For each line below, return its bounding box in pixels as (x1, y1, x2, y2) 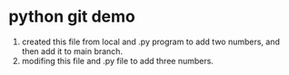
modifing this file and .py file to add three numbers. (21, 55, 214, 66)
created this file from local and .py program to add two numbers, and (21, 36, 281, 47)
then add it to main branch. (21, 45, 124, 56)
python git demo (8, 6, 135, 27)
